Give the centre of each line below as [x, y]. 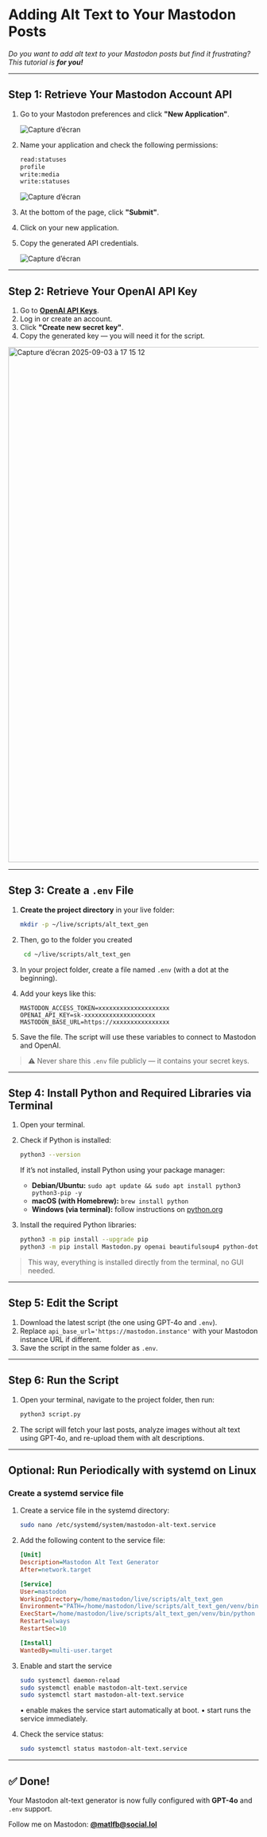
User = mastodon [43, 1591]
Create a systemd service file [66, 1493]
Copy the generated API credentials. [79, 243]
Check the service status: [62, 1734]
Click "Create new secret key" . [72, 328]
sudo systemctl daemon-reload [70, 1680]
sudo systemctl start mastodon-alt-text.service [102, 1695]
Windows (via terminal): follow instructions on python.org [127, 1210]
